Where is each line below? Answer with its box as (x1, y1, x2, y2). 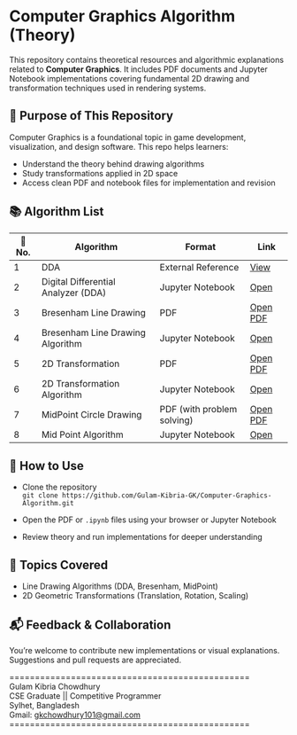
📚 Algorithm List (9, 204, 104, 219)
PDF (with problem (159, 403, 238, 415)
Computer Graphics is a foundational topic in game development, (9, 131, 247, 143)
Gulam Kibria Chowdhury (9, 681, 101, 692)
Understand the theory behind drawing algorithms (21, 158, 205, 169)
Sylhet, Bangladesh (9, 700, 80, 710)
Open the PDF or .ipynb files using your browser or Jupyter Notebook (21, 514, 277, 525)
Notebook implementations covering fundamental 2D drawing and (9, 73, 250, 83)
